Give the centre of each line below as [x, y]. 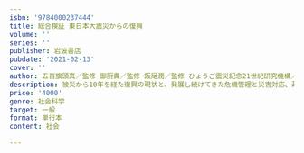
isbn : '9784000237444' [52, 18]
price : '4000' [36, 93]
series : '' [30, 43]
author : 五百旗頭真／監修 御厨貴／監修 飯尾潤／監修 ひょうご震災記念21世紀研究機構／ [154, 76]
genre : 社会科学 [37, 101]
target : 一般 [33, 110]
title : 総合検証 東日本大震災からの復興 [76, 26]
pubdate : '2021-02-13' [52, 59]
